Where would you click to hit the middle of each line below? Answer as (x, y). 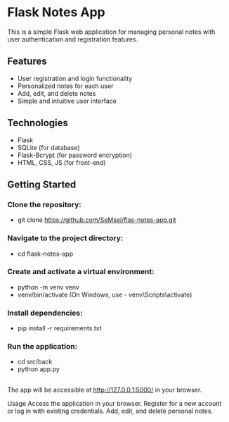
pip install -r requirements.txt (59, 328)
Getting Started (42, 184)
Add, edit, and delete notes (57, 93)
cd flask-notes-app (45, 254)
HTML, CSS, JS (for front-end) (62, 162)
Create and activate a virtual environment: (81, 272)
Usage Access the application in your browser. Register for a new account (115, 403)
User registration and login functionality (75, 78)
